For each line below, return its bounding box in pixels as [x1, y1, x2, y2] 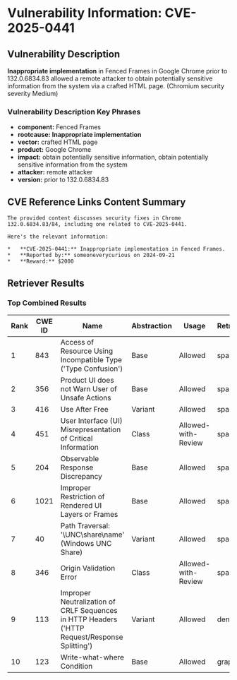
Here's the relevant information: [7, 233, 109, 241]
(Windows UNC [60, 538, 112, 548]
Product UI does [60, 375, 114, 385]
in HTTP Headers [60, 614, 118, 624]
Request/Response [60, 632, 123, 642]
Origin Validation [60, 563, 116, 573]
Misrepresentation [60, 424, 121, 434]
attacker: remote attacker [17, 168, 93, 177]
